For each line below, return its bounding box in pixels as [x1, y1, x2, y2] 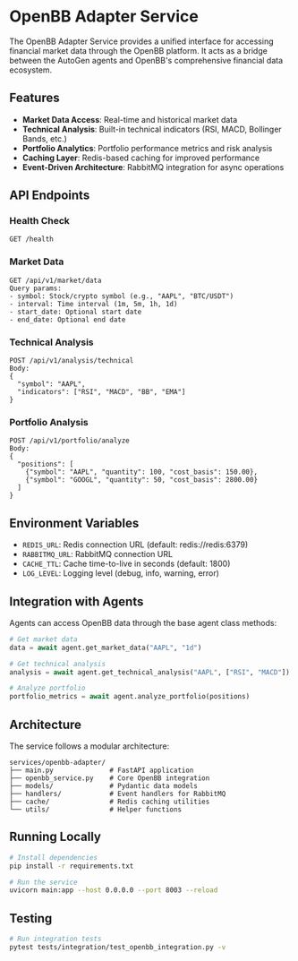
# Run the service [9, 878, 78, 887]
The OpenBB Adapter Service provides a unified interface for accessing [9, 36, 274, 47]
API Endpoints [9, 188, 90, 203]
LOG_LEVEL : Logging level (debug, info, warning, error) [21, 568, 219, 579]
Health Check [9, 215, 70, 227]
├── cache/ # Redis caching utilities [9, 797, 210, 807]
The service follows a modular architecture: [9, 741, 170, 751]
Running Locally [9, 829, 101, 845]
